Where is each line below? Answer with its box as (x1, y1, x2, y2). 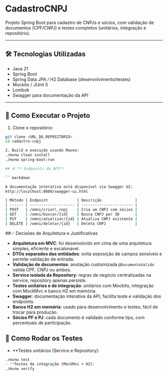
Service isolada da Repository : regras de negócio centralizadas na (12, 272, 151, 278)
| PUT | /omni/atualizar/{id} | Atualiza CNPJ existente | (5, 216, 137, 221)
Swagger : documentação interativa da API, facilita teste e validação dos (12, 293, 161, 299)
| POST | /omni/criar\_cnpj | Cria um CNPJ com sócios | (5, 207, 137, 212)
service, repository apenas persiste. (12, 277, 87, 283)
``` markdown (5, 175, 30, 180)
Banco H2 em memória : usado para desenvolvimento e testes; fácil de (12, 304, 158, 310)
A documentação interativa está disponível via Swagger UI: (5, 184, 133, 189)
